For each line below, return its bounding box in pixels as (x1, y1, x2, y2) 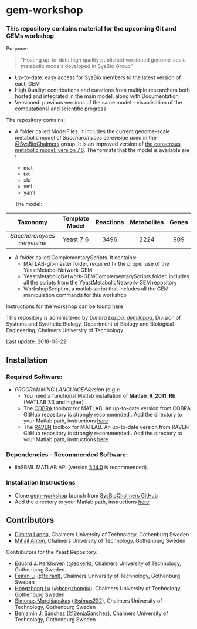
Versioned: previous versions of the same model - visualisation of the (14, 99, 182, 106)
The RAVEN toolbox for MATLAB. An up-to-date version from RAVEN (23, 424, 189, 431)
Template (62, 215, 90, 223)
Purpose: (6, 45, 28, 52)
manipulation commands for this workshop (23, 292, 127, 299)
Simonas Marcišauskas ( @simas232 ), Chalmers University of (14, 597, 162, 604)
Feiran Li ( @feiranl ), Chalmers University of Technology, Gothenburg (14, 572, 181, 579)
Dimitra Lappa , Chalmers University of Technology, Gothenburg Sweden (14, 530, 189, 537)
